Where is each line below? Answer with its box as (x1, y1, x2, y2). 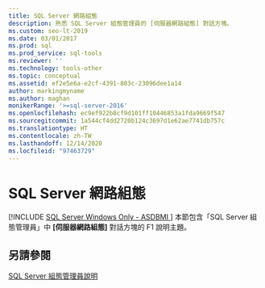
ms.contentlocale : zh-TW (8, 131, 92, 140)
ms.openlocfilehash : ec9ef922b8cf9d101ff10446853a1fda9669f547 (8, 110, 226, 118)
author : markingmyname (8, 86, 85, 95)
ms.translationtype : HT (8, 124, 89, 132)
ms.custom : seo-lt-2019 (8, 27, 89, 35)
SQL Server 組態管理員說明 (8, 271, 98, 281)
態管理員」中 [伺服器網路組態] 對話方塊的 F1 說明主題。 (8, 223, 192, 232)
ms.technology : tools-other (8, 65, 103, 73)
